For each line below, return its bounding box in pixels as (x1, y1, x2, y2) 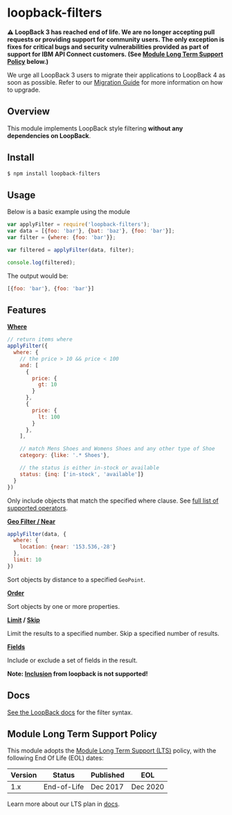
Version (10, 771, 37, 780)
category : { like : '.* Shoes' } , (19, 452, 110, 459)
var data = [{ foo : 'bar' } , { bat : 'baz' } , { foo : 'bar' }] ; (7, 228, 175, 235)
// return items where (7, 336, 73, 343)
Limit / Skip (7, 616, 40, 624)
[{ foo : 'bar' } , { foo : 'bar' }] (7, 285, 95, 292)
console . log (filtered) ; (7, 259, 76, 266)
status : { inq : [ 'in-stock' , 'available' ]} (19, 471, 144, 478)
